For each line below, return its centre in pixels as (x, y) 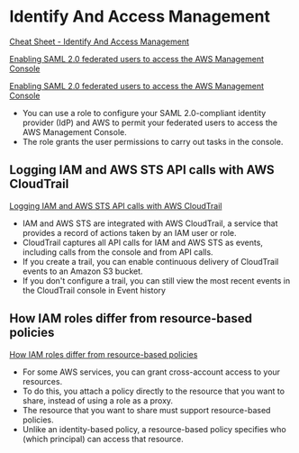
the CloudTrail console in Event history (94, 290)
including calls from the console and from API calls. (118, 252)
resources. (42, 381)
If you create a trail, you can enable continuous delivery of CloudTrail (150, 261)
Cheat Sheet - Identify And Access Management (100, 41)
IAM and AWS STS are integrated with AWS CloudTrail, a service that (150, 223)
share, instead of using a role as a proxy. (98, 400)
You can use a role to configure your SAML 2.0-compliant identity (144, 113)
